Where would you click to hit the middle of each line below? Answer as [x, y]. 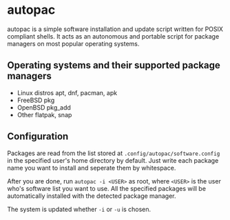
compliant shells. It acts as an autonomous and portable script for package [113, 36]
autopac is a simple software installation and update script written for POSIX [115, 29]
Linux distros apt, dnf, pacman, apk [67, 92]
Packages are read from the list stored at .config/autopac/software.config [114, 153]
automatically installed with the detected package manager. [92, 196]
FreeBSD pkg [36, 100]
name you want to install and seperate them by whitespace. [92, 168]
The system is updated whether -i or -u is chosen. [79, 209]
